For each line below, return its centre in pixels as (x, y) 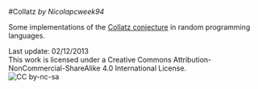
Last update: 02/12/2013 (48, 51)
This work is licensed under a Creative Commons (90, 60)
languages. (27, 36)
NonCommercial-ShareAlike (54, 68)
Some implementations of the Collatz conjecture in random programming (129, 27)
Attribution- (192, 60)
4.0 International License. (144, 68)
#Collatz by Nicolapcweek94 (56, 12)
